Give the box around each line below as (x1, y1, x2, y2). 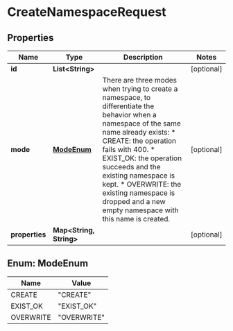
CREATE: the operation (102, 136, 177, 146)
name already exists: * (102, 128, 176, 137)
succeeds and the (102, 162, 161, 171)
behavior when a (102, 110, 157, 119)
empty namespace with (102, 205, 179, 215)
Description (123, 53, 163, 62)
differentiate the (102, 101, 155, 111)
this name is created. (102, 214, 171, 223)
